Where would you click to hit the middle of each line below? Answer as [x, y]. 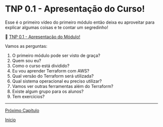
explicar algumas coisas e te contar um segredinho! [57, 27]
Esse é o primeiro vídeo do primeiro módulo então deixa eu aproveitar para [80, 22]
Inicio [10, 120]
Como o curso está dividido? [41, 66]
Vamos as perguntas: [26, 46]
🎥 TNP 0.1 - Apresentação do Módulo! [43, 37]
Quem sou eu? [26, 60]
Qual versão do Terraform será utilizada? [53, 76]
